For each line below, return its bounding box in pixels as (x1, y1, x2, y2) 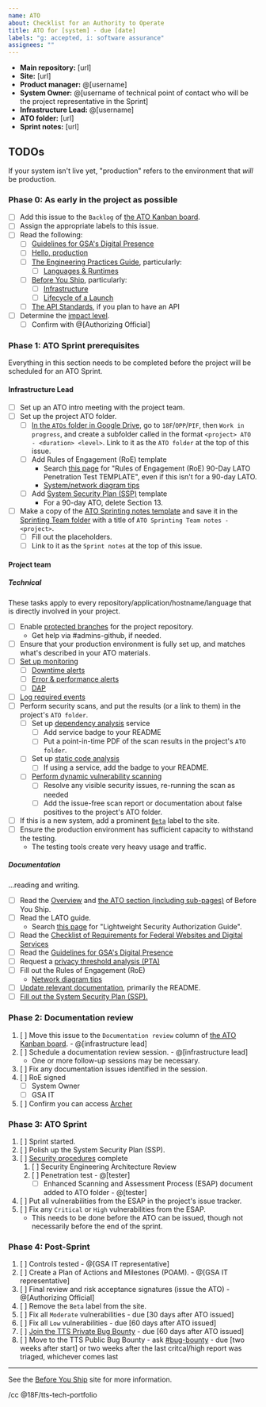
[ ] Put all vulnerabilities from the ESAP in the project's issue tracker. (19, 1196, 242, 1205)
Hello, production (31, 248, 89, 258)
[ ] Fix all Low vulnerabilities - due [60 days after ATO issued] (19, 1318, 217, 1328)
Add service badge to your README (43, 728, 161, 737)
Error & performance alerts (31, 674, 120, 683)
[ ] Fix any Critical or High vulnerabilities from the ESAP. (19, 1204, 206, 1214)
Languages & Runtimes (43, 266, 119, 275)
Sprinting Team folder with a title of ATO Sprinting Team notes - (19, 515, 230, 525)
